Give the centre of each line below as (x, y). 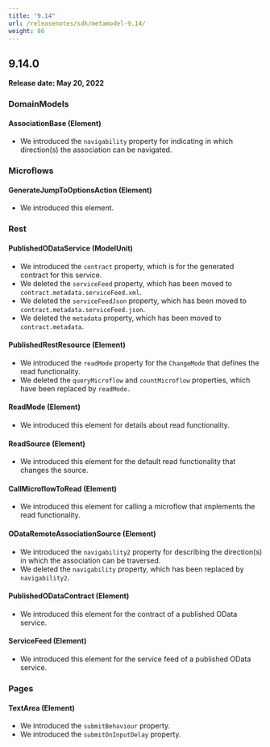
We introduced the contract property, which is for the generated (127, 266)
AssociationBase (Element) (55, 123)
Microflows (31, 171)
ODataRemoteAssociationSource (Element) (82, 534)
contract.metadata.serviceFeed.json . (83, 309)
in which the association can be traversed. (90, 560)
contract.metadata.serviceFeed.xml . (81, 292)
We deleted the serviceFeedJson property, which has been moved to (133, 301)
